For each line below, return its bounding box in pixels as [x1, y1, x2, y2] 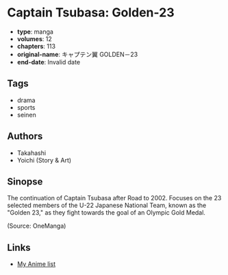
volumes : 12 [16, 34, 53, 43]
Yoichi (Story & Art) [16, 156, 72, 164]
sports [16, 103, 36, 111]
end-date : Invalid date [16, 58, 81, 66]
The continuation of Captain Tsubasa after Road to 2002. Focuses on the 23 [7, 194, 222, 202]
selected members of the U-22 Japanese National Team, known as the [7, 201, 207, 210]
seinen [16, 110, 36, 119]
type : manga [16, 27, 53, 36]
